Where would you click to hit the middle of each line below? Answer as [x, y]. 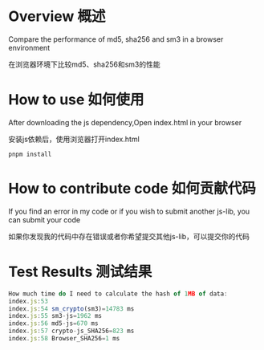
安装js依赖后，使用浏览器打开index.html [74, 139]
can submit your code [45, 220]
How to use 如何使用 [76, 100]
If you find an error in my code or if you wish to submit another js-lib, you [129, 211]
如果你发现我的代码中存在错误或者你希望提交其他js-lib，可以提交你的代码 [129, 236]
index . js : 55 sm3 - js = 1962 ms [55, 316]
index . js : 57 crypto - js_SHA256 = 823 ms [71, 331]
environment [29, 47]
